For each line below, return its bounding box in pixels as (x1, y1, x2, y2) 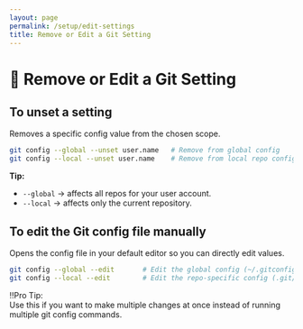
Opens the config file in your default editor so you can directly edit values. (9, 247, 285, 258)
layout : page (9, 13, 59, 23)
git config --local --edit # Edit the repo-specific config (9, 273, 269, 282)
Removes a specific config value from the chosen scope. (9, 128, 221, 140)
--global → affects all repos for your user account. (22, 188, 212, 199)
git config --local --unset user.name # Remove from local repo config (9, 154, 297, 163)
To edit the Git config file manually (9, 224, 207, 239)
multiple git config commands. (9, 308, 123, 320)
